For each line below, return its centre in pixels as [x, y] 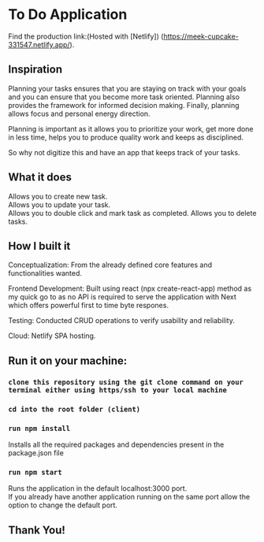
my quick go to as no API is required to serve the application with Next [122, 297]
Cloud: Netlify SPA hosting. [52, 336]
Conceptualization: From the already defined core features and [110, 265]
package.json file [36, 453]
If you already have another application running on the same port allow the [129, 497]
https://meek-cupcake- [201, 36]
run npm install [39, 428]
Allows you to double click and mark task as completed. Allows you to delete [132, 213]
